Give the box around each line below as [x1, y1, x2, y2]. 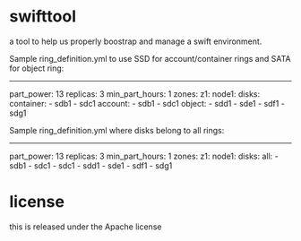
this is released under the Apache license [9, 221, 162, 232]
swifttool [9, 6, 76, 27]
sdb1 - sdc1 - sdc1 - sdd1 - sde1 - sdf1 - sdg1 [9, 159, 173, 171]
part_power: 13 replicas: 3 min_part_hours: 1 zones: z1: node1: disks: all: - [9, 151, 279, 161]
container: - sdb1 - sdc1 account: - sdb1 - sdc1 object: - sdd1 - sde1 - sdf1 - [9, 98, 285, 108]
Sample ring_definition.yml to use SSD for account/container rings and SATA [9, 53, 291, 64]
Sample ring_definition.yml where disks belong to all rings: [9, 125, 225, 135]
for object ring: [9, 63, 64, 73]
